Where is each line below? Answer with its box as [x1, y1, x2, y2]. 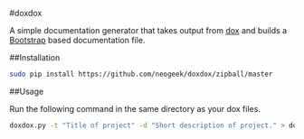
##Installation [9, 52, 61, 62]
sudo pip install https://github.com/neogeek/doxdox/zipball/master [9, 69, 273, 79]
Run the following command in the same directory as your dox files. [9, 103, 261, 114]
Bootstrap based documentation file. [9, 35, 146, 45]
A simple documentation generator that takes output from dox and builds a [9, 25, 288, 35]
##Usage [9, 86, 44, 97]
